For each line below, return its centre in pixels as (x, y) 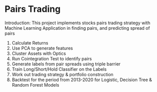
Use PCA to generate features (42, 48)
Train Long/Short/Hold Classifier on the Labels (59, 69)
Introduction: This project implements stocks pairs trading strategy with (78, 23)
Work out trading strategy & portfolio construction (62, 74)
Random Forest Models (35, 85)
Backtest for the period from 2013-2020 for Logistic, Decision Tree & (82, 80)
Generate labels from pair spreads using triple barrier (66, 64)
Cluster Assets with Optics (39, 53)
